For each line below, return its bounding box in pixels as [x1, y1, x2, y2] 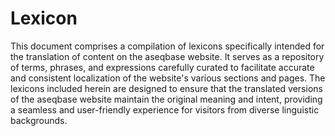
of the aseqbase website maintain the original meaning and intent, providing [10, 93, 323, 105]
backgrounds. [10, 114, 68, 126]
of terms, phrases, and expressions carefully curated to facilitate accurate [10, 61, 315, 73]
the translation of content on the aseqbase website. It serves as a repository [10, 50, 325, 62]
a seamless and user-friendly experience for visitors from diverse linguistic [10, 103, 320, 116]
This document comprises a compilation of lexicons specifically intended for [10, 40, 325, 52]
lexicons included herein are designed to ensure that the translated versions [10, 82, 323, 94]
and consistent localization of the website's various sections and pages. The [10, 72, 326, 84]
